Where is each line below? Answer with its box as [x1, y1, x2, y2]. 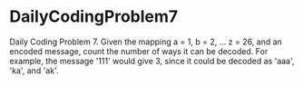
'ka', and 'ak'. [9, 65, 59, 76]
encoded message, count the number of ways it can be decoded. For [9, 45, 269, 56]
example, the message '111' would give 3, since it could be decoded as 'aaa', [9, 55, 295, 66]
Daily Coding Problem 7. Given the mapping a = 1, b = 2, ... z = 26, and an [9, 36, 283, 47]
